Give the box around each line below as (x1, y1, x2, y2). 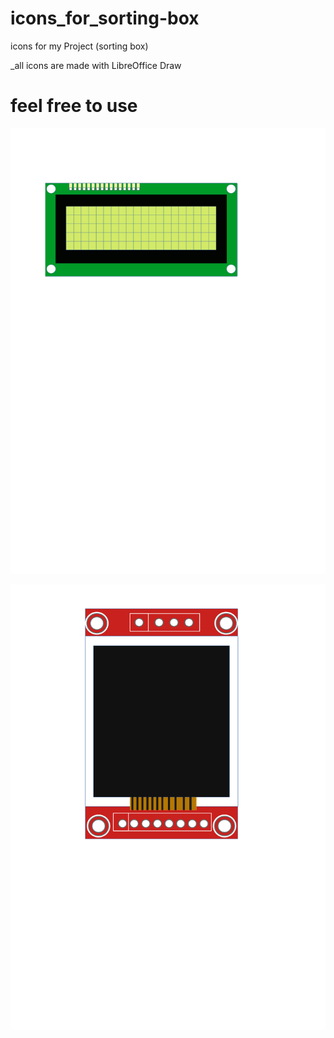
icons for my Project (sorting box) (10, 40, 149, 52)
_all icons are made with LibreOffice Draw (10, 59, 182, 71)
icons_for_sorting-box (10, 7, 200, 30)
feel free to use (10, 95, 138, 117)
